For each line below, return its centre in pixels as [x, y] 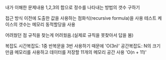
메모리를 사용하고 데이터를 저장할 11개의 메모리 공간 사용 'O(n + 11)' [80, 52]
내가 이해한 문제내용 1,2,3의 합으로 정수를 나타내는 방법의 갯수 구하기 [73, 7]
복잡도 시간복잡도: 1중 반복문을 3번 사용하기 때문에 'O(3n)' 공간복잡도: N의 [78, 46]
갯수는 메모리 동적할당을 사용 [47, 24]
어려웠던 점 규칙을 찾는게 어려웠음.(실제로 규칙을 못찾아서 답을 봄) [69, 35]
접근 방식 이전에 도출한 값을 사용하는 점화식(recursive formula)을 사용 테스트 [81, 18]
